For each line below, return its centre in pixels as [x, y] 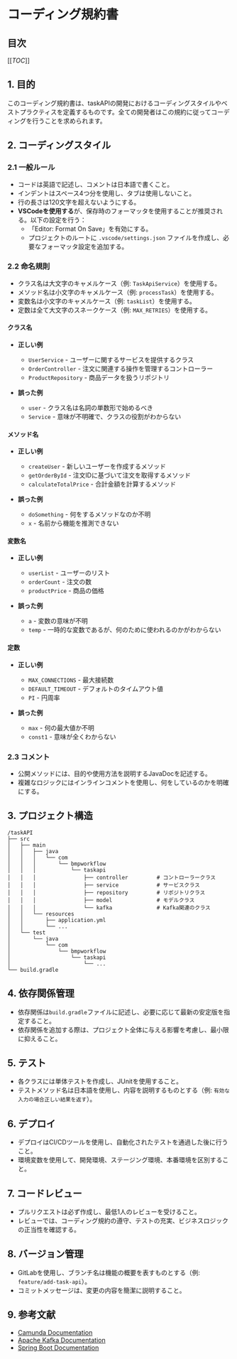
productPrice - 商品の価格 [66, 591]
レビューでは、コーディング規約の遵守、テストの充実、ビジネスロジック [123, 1220]
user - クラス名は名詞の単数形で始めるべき [91, 408]
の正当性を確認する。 [49, 1229]
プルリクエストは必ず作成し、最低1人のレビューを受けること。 [109, 1211]
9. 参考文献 [32, 1315]
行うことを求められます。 [69, 121]
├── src [19, 839]
